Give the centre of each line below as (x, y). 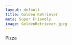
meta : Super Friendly (28, 19)
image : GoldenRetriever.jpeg (36, 24)
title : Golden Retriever (32, 14)
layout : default (22, 10)
